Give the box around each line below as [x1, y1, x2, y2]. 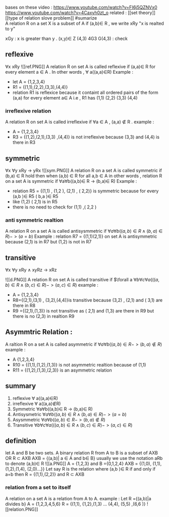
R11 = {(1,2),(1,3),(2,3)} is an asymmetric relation [12, 367, 112, 373]
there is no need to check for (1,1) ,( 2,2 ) [12, 204, 97, 210]
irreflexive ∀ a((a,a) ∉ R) [12, 400, 61, 406]
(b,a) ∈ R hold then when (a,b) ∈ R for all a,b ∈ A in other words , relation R [5, 173, 162, 179]
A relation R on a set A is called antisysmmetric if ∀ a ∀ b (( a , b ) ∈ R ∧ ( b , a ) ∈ [5, 228, 163, 234]
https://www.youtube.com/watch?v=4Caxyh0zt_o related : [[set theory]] [5, 10, 155, 16]
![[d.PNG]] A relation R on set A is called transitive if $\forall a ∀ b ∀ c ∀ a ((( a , [5, 277, 160, 283]
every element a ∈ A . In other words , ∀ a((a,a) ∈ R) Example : [5, 69, 134, 75]
